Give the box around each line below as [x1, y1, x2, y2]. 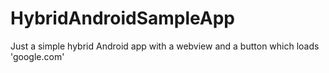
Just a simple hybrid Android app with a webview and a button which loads [10, 40, 320, 52]
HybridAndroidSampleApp [10, 7, 235, 30]
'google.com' [10, 50, 65, 62]
